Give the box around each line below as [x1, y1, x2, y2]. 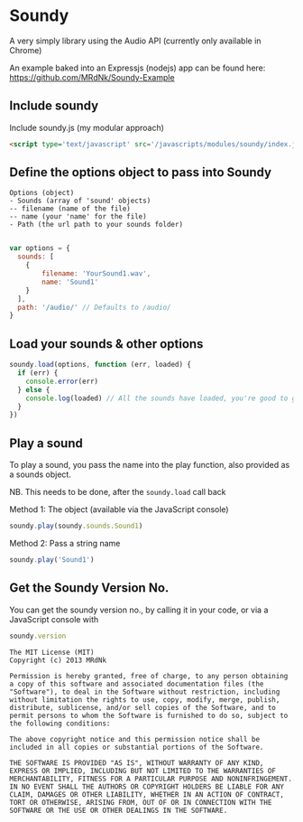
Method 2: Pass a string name [9, 537, 121, 548]
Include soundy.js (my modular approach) [9, 122, 165, 133]
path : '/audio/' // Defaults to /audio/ [17, 303, 171, 312]
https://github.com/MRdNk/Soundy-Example [9, 71, 175, 82]
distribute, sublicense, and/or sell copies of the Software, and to [9, 703, 277, 712]
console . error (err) [25, 377, 99, 386]
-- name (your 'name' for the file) [9, 212, 147, 221]
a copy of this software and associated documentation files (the [9, 679, 264, 688]
